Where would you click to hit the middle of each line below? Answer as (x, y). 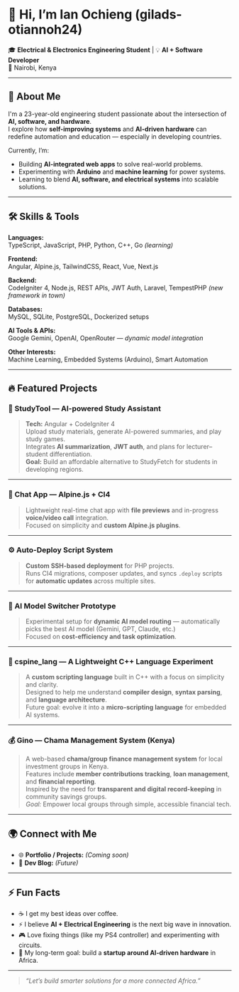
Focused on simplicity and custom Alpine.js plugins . (103, 525)
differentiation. (71, 454)
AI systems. (43, 715)
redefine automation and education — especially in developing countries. (115, 136)
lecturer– (199, 447)
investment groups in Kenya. (67, 766)
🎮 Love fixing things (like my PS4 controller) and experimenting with (119, 935)
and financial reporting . (61, 781)
